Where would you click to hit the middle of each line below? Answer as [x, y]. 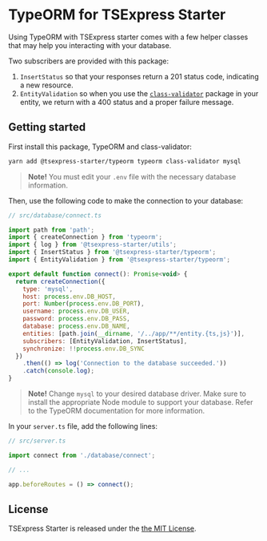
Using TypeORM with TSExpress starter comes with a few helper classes [128, 37]
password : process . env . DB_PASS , [76, 319]
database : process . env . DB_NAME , [76, 326]
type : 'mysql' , [48, 289]
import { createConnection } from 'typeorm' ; [85, 237]
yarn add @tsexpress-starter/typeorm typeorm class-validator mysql [125, 161]
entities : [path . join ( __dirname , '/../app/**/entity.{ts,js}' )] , [134, 333]
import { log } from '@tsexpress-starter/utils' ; [93, 245]
